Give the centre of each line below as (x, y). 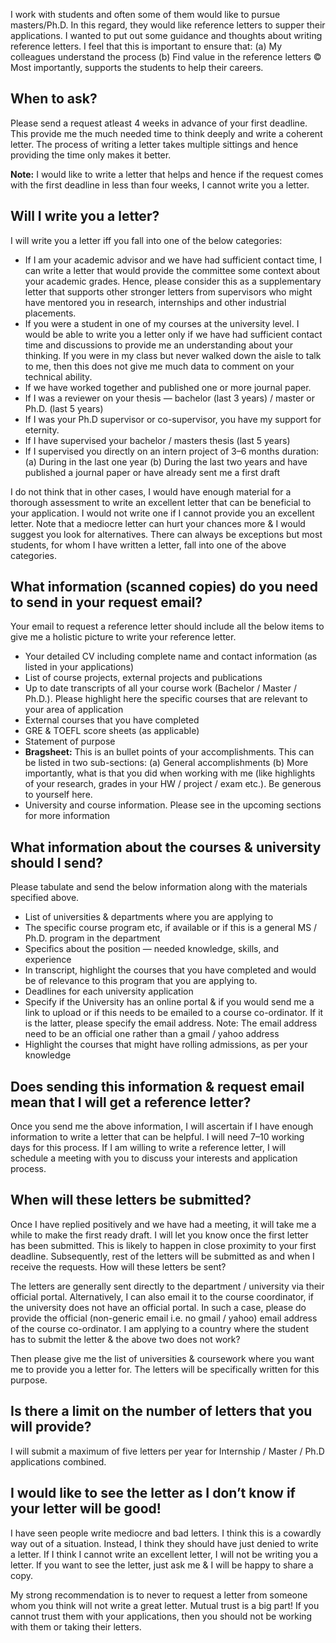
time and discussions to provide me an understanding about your (159, 345)
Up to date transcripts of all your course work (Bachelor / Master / (160, 688)
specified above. (45, 898)
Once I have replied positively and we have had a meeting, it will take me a (163, 1224)
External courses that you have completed (112, 720)
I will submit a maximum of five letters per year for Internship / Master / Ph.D (167, 1451)
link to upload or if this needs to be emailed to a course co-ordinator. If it (174, 1013)
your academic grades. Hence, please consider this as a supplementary (173, 281)
